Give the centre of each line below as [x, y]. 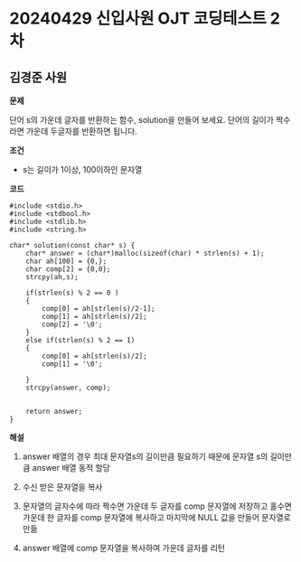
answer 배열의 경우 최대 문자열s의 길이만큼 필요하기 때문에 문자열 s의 [145, 456]
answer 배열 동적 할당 [71, 468]
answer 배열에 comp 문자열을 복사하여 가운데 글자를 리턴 [124, 548]
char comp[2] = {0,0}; [68, 269]
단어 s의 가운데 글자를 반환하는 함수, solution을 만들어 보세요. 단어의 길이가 [141, 120]
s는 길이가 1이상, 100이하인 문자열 [82, 169]
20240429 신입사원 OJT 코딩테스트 [138, 19]
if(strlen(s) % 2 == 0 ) [72, 293]
